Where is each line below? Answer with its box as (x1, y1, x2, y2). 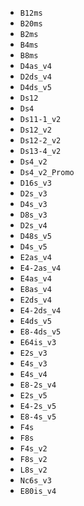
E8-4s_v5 (19, 412, 57, 422)
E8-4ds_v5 (19, 327, 62, 337)
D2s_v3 (19, 189, 48, 199)
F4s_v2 (19, 444, 48, 454)
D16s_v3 (19, 178, 52, 188)
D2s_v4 (19, 221, 48, 231)
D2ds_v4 (19, 72, 52, 82)
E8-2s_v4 (19, 380, 57, 390)
